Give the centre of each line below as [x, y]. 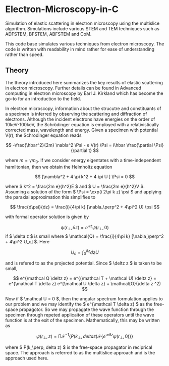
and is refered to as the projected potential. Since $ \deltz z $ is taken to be [84, 263]
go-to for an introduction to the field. [43, 98]
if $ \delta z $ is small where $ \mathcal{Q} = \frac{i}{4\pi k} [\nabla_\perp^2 [84, 236]
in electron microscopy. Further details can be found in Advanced [73, 88]
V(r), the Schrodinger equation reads [43, 135]
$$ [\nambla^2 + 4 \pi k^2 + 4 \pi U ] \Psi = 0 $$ [85, 176]
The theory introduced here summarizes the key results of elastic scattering [84, 82]
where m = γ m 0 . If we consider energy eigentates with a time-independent [83, 161]
